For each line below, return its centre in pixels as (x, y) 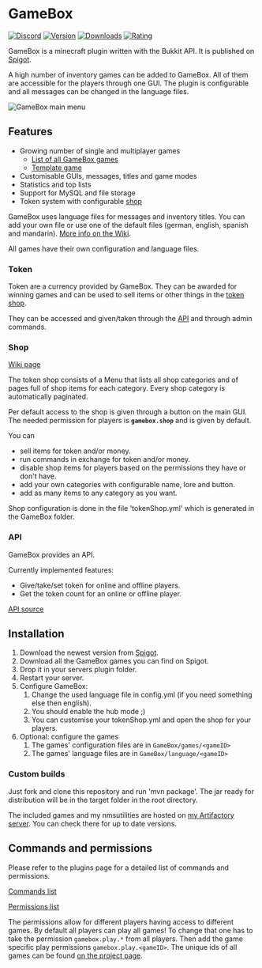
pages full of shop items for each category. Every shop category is (117, 388)
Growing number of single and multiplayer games (100, 150)
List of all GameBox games (75, 159)
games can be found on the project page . (76, 955)
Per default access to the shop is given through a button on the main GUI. (127, 412)
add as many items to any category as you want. (98, 493)
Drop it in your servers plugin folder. (78, 670)
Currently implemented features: (61, 569)
